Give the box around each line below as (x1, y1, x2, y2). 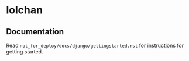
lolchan (6, 3, 43, 17)
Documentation (6, 27, 64, 37)
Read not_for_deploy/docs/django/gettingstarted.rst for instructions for (6, 42, 184, 49)
